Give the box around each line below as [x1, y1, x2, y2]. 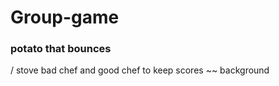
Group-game [10, 6, 120, 29]
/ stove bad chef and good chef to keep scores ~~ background [10, 64, 270, 76]
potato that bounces [10, 42, 112, 56]
